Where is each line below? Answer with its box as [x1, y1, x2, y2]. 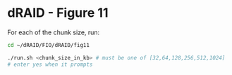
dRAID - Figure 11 [7, 5, 109, 21]
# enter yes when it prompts [7, 61, 93, 68]
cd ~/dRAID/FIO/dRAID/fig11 [7, 41, 90, 48]
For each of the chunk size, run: [7, 28, 100, 36]
